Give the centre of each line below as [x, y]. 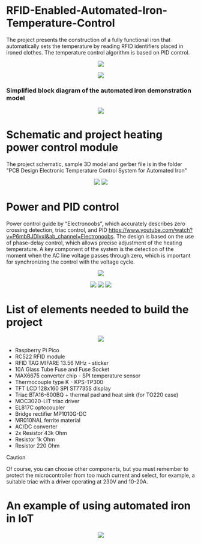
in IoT [20, 519]
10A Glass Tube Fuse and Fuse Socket [62, 370]
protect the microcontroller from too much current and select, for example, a [100, 475]
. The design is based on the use [154, 237]
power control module [62, 148]
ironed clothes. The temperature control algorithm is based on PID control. [98, 52]
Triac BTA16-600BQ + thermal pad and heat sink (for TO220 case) [97, 395]
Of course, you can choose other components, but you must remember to [97, 469]
